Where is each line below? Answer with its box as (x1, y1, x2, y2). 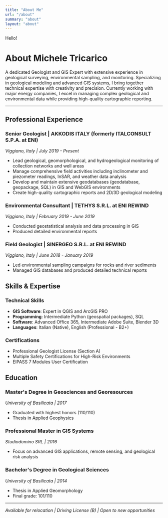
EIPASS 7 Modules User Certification (12, 359, 88, 365)
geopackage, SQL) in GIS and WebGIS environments (12, 184, 121, 190)
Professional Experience (5, 115, 83, 123)
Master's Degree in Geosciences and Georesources (5, 388, 133, 395)
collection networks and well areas (12, 162, 84, 168)
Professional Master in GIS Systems (5, 427, 94, 434)
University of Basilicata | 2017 (5, 400, 67, 406)
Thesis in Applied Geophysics (12, 415, 74, 421)
